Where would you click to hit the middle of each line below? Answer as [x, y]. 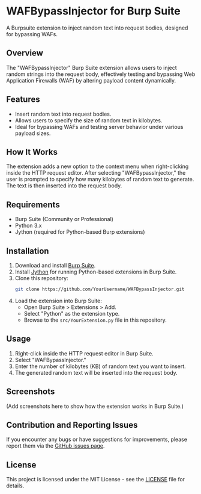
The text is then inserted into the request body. [64, 186]
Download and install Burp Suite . [55, 265]
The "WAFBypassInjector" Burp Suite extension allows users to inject [91, 67]
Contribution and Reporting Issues [72, 425]
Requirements [33, 205]
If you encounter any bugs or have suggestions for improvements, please [97, 439]
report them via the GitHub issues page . [55, 446]
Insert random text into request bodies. [63, 114]
